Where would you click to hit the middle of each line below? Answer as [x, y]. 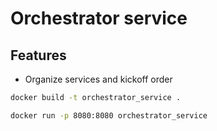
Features [38, 55]
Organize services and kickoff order [98, 79]
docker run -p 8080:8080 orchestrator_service [109, 115]
